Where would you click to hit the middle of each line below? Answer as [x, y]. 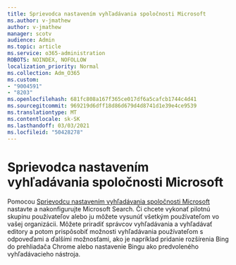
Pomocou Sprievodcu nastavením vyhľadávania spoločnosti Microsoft [108, 201]
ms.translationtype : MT [42, 112]
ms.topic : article [34, 47]
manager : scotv [30, 34]
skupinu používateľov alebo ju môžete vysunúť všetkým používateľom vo [113, 217]
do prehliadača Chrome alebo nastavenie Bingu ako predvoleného [103, 247]
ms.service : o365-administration [56, 54]
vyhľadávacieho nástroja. [44, 254]
